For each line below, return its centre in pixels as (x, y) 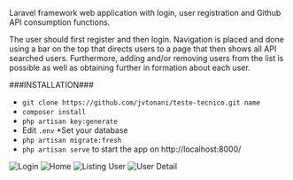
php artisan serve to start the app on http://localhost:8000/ (131, 149)
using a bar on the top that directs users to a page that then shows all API (143, 49)
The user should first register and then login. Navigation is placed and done (147, 39)
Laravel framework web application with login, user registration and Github (145, 13)
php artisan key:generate (69, 121)
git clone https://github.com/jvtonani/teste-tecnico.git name (141, 103)
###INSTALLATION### (52, 85)
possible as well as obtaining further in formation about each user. (130, 67)
